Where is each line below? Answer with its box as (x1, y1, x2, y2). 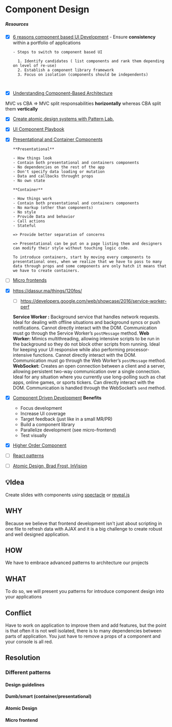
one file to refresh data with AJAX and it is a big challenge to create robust (5, 525, 163, 532)
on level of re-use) (12, 63, 57, 68)
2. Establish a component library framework (17, 68, 114, 73)
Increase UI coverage (20, 410, 66, 416)
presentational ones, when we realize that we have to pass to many (12, 259, 162, 264)
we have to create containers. (12, 268, 80, 274)
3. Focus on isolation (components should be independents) (17, 72, 148, 78)
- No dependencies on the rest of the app (12, 165, 105, 170)
